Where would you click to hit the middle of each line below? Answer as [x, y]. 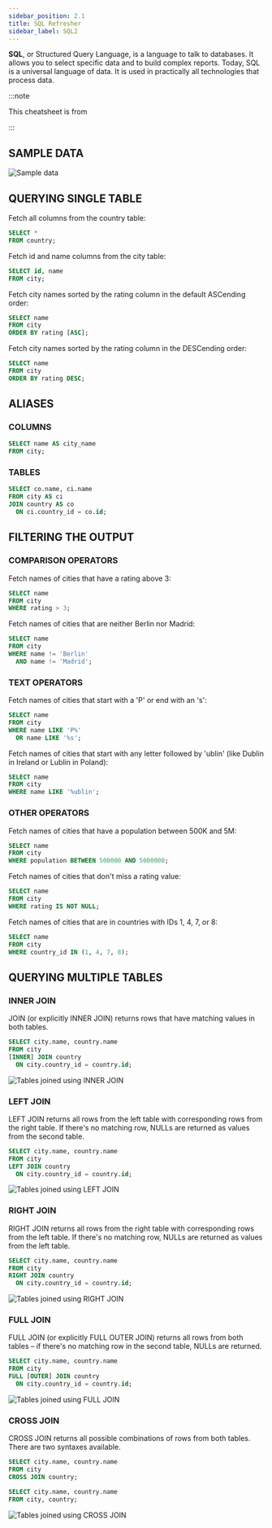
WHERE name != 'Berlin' [49, 654]
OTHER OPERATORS [49, 813]
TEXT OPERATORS [46, 683]
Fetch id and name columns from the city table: [87, 256]
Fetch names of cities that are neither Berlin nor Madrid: [102, 624]
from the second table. [47, 1136]
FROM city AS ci [36, 497]
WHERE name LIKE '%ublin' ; [54, 792]
